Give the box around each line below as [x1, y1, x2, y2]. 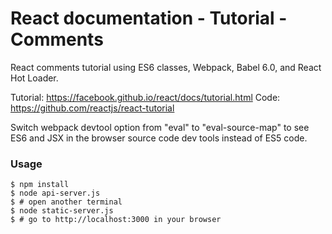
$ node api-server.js [10, 188, 101, 199]
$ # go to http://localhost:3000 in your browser [10, 215, 222, 225]
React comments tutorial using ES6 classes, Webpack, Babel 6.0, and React [10, 61, 322, 73]
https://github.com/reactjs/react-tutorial [10, 102, 175, 114]
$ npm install [10, 180, 70, 190]
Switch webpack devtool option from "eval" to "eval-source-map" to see [10, 121, 310, 133]
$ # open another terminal [10, 197, 123, 207]
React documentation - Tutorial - [10, 7, 288, 30]
